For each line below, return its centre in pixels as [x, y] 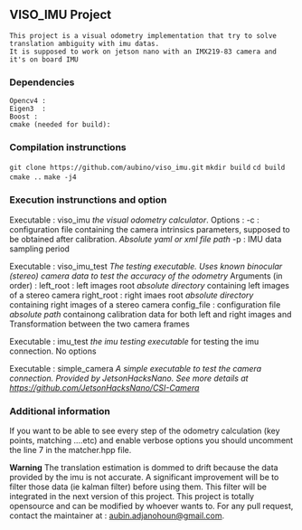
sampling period [40, 249]
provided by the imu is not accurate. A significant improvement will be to [144, 477]
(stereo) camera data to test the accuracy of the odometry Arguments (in [146, 276]
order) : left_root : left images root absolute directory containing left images [149, 285]
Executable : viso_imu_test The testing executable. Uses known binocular [146, 266]
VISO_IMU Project [60, 15]
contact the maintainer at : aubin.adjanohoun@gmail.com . [117, 516]
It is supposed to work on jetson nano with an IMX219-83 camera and [143, 52]
